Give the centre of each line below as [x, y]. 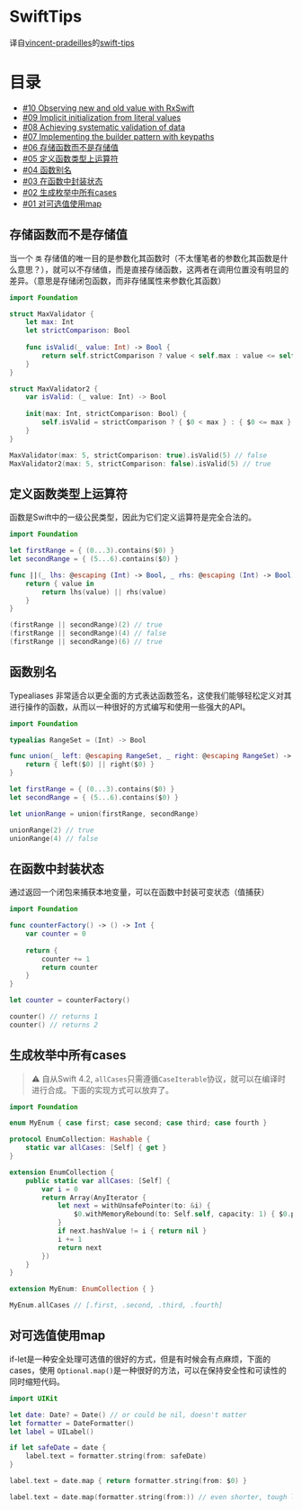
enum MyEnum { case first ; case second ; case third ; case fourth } [138, 1123]
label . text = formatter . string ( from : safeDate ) [116, 1456]
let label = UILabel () [52, 1432]
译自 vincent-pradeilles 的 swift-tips [72, 42]
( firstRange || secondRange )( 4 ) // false [88, 633]
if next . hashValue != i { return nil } [132, 1231]
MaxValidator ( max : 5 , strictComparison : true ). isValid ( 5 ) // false [138, 455]
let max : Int [50, 322]
